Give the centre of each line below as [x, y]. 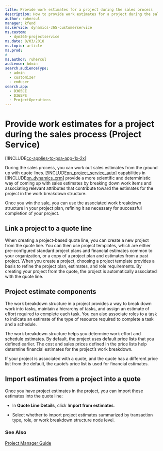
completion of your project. [32, 213]
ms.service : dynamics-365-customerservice [49, 28]
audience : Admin [21, 64]
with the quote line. [24, 276]
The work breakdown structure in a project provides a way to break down [78, 303]
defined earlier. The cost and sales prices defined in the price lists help [76, 344]
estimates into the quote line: [34, 396]
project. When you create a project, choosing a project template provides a [80, 261]
